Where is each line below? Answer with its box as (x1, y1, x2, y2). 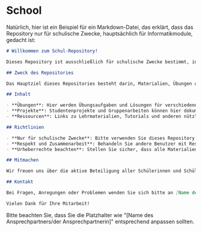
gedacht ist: (6, 36, 36, 43)
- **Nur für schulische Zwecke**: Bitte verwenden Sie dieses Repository (6, 135, 195, 141)
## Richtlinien (6, 124, 44, 130)
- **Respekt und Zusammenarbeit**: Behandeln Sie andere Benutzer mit (6, 141, 187, 147)
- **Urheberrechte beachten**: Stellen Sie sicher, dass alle (6, 146, 165, 152)
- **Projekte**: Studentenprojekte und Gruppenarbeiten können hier (6, 108, 182, 114)
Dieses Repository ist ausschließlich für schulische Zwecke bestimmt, (6, 58, 189, 65)
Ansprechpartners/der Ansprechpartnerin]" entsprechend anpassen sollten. (6, 218, 194, 225)
